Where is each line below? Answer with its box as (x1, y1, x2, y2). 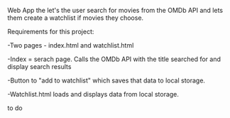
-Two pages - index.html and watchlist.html (7, 41, 134, 49)
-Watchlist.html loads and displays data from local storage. (7, 90, 180, 98)
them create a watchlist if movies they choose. (7, 14, 144, 22)
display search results (7, 63, 72, 70)
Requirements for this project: (7, 28, 94, 36)
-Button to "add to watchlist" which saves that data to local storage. (7, 76, 206, 85)
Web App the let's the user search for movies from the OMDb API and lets (7, 6, 224, 14)
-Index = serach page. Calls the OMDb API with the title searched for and (7, 55, 221, 63)
